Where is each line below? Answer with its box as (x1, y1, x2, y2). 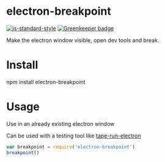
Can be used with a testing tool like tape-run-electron (6, 132, 142, 139)
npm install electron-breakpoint (6, 78, 86, 85)
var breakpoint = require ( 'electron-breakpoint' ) (6, 144, 136, 150)
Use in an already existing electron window (6, 120, 115, 127)
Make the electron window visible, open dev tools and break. (6, 36, 159, 44)
